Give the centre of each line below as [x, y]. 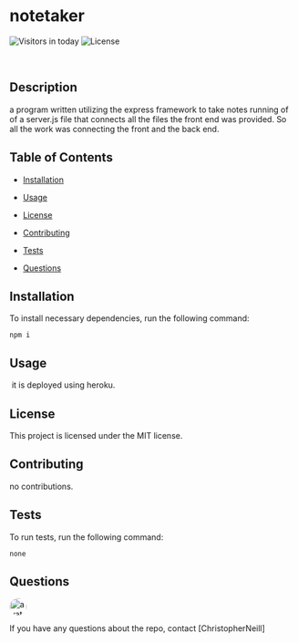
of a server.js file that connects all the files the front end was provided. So [148, 119]
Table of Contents [62, 157]
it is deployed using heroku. [63, 385]
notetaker [47, 16]
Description [43, 88]
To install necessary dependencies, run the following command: [129, 318]
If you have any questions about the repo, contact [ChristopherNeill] [138, 628]
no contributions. [41, 486]
